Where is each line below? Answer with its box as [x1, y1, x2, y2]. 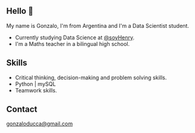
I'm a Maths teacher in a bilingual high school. [15, 40, 130, 47]
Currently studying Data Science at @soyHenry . [15, 34, 135, 41]
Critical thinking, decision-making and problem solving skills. [15, 74, 167, 81]
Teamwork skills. [15, 86, 58, 94]
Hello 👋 [6, 6, 34, 16]
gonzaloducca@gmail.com [6, 120, 73, 128]
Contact [6, 104, 38, 115]
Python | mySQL [15, 80, 56, 88]
